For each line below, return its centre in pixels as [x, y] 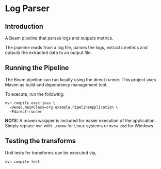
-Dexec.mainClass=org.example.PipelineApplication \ [64, 107]
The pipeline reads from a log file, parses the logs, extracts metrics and [76, 47]
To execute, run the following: [35, 94]
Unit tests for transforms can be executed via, [51, 152]
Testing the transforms [40, 141]
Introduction [24, 26]
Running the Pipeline [37, 68]
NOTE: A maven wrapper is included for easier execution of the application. [80, 120]
